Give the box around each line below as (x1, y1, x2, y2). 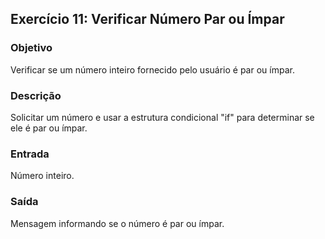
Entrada (10, 147, 50, 161)
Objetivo (10, 41, 53, 55)
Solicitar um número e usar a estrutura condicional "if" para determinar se (10, 111, 315, 123)
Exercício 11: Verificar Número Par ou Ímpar (10, 11, 285, 28)
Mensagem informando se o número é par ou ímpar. (10, 217, 225, 229)
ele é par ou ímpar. (10, 122, 88, 134)
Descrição (10, 88, 62, 102)
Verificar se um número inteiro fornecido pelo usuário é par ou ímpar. (10, 63, 295, 76)
